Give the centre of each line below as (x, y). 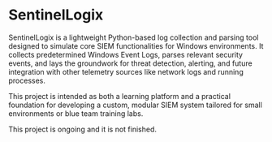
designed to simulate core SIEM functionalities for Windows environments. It (136, 45)
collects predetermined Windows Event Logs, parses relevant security (126, 54)
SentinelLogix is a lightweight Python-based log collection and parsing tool (134, 37)
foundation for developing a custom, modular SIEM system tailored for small (135, 105)
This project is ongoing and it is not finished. (82, 129)
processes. (27, 80)
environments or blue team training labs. (76, 113)
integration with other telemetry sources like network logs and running (126, 71)
